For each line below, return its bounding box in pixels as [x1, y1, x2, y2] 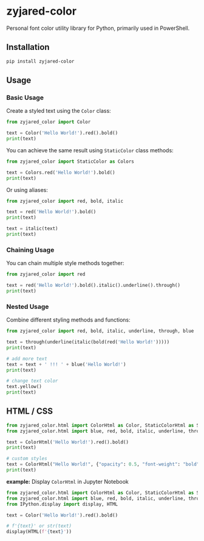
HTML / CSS [6, 406, 53, 417]
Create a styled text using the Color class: [6, 107, 111, 115]
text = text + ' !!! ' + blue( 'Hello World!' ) [6, 361, 126, 367]
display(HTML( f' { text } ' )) [6, 529, 72, 535]
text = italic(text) [6, 225, 59, 232]
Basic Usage [6, 93, 44, 102]
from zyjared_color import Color [6, 119, 91, 126]
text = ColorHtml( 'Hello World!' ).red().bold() [6, 439, 129, 445]
